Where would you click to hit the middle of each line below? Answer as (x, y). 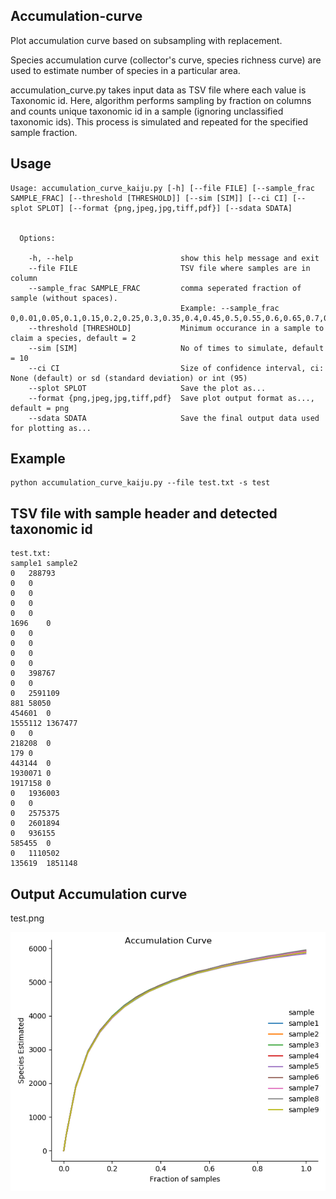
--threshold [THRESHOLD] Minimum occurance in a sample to (176, 328)
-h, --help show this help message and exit (174, 258)
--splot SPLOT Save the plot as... (147, 388)
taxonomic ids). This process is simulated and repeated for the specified (159, 121)
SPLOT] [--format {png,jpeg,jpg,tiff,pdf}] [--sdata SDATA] (164, 208)
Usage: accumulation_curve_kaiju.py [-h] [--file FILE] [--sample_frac (162, 188)
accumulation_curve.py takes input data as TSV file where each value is (158, 90)
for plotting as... (51, 428)
